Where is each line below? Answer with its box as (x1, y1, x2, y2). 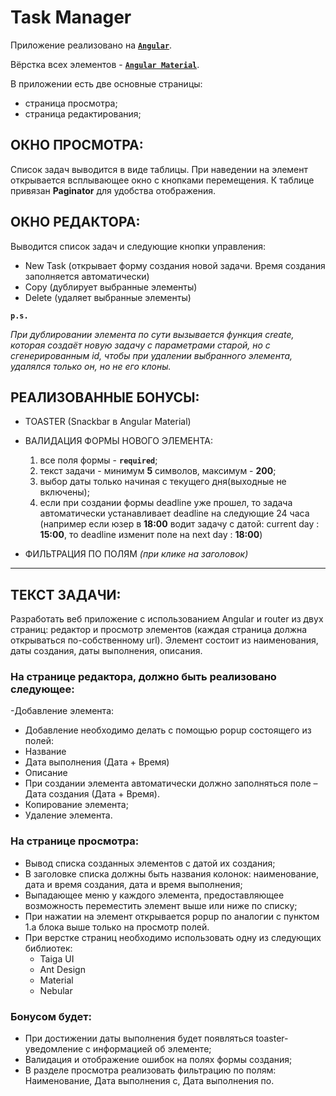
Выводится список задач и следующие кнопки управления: (10, 240, 267, 252)
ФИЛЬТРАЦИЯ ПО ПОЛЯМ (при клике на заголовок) (24, 548, 249, 560)
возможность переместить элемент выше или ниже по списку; (24, 899, 298, 911)
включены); (39, 486, 90, 498)
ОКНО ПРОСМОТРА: (10, 137, 144, 154)
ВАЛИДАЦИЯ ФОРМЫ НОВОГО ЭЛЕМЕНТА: (24, 435, 213, 447)
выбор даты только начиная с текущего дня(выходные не (39, 476, 287, 488)
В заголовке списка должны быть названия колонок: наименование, (24, 867, 320, 880)
